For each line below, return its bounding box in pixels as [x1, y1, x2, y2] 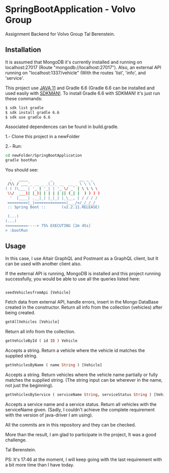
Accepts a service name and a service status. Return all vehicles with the [5, 401, 157, 407]
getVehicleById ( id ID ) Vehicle [5, 338, 78, 343]
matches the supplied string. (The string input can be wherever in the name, [5, 377, 163, 383]
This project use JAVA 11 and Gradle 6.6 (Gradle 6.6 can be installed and [5, 85, 155, 91]
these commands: [5, 95, 43, 101]
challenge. [5, 437, 27, 443]
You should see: [5, 167, 39, 173]
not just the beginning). [5, 382, 54, 389]
